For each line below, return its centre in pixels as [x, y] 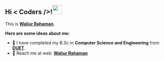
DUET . [19, 48]
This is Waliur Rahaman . [30, 24]
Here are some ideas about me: [37, 33]
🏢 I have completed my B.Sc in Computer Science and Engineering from [86, 42]
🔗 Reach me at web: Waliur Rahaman [50, 53]
